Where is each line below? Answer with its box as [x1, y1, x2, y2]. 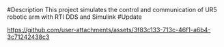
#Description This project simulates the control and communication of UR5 [7, 6, 217, 13]
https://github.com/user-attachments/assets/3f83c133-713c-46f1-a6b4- [7, 26, 211, 34]
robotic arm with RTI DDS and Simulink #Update [7, 13, 142, 21]
